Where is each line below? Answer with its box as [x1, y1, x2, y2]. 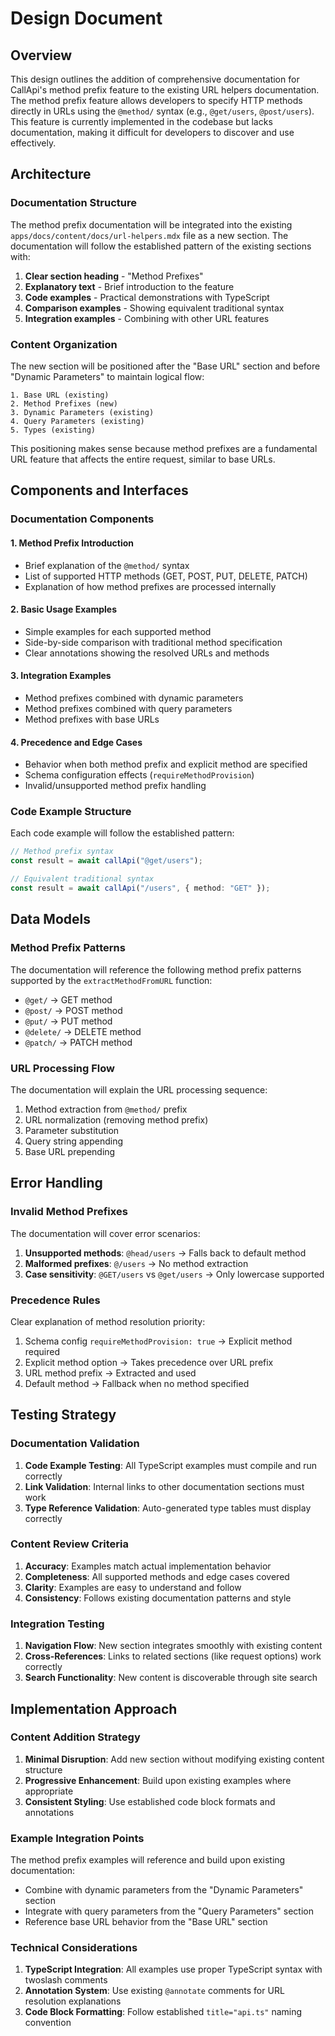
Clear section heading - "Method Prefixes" [24, 270, 204, 282]
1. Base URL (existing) [10, 390, 110, 400]
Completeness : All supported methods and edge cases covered [24, 1570, 290, 1582]
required [24, 1345, 61, 1357]
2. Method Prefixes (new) [10, 398, 118, 409]
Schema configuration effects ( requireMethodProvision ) [24, 769, 255, 781]
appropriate [24, 1785, 74, 1797]
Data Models [10, 911, 91, 928]
